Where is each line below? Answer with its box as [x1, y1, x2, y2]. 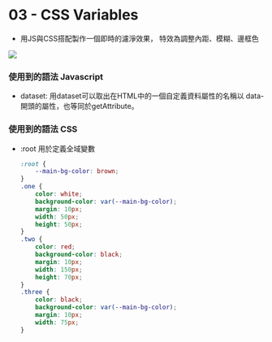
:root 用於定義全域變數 [19, 144, 96, 154]
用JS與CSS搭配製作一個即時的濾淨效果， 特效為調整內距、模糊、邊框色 [19, 33, 259, 43]
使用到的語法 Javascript [8, 71, 104, 82]
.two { [19, 236, 43, 244]
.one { [19, 183, 43, 191]
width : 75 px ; [35, 318, 80, 327]
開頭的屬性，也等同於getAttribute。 [19, 102, 139, 111]
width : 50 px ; [35, 213, 80, 221]
